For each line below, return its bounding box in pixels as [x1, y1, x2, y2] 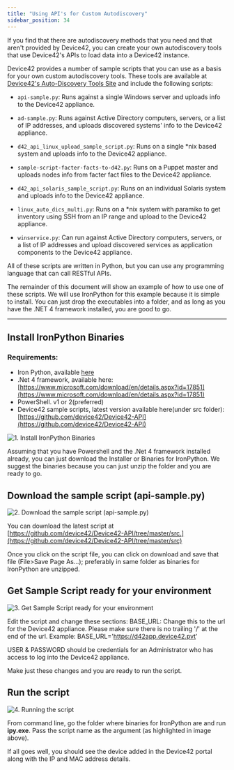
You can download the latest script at [7, 521, 114, 530]
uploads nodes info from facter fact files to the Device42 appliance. [17, 170, 212, 179]
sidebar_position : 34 [7, 17, 70, 24]
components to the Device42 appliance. [17, 248, 132, 256]
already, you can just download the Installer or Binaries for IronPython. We [7, 454, 221, 463]
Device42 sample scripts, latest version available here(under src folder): [17, 406, 225, 414]
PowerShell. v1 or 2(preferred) [17, 398, 104, 406]
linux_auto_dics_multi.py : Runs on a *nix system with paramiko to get [17, 205, 221, 213]
